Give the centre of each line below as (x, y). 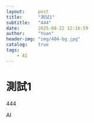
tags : (13, 50)
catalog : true (27, 45)
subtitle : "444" (29, 22)
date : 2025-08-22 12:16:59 (47, 28)
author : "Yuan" (30, 34)
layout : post (27, 12)
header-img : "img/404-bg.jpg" (43, 39)
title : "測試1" (30, 17)
